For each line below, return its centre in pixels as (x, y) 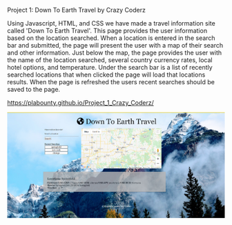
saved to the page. (34, 89)
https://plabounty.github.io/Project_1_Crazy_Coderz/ (80, 102)
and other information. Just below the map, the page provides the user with (115, 52)
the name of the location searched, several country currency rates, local (110, 60)
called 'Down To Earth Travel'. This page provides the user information (107, 31)
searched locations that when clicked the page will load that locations (106, 75)
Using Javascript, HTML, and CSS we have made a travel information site (111, 23)
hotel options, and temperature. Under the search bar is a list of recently (110, 67)
